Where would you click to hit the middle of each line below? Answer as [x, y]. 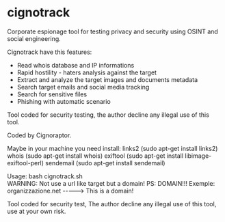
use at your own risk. [37, 211]
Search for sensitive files [52, 94]
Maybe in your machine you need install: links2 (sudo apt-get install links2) [112, 148]
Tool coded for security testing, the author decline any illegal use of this [108, 115]
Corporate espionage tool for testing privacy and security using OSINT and [113, 31]
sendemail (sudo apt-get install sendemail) [105, 163]
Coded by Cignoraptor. [39, 135]
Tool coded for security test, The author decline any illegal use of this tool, [112, 204]
